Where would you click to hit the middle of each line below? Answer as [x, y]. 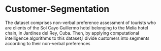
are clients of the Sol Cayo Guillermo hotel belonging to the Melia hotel [77, 27]
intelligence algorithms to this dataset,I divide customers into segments [77, 38]
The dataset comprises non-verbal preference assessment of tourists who [80, 23]
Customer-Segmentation [57, 9]
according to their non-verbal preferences [48, 43]
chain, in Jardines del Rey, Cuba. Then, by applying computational [72, 33]
